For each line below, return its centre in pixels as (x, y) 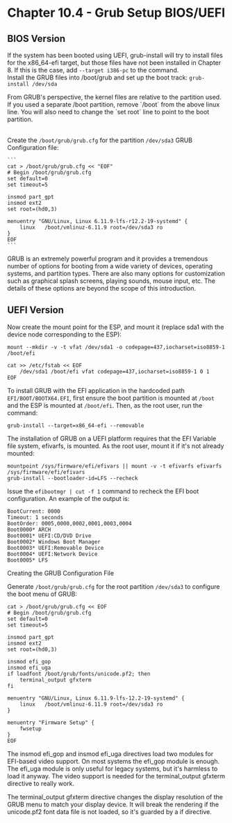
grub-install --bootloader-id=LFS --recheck (73, 478)
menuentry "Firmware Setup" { (51, 723)
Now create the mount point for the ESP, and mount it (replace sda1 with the (116, 327)
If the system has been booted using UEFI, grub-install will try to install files (115, 55)
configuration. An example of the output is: (68, 498)
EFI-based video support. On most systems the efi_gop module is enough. (114, 761)
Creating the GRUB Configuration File (61, 573)
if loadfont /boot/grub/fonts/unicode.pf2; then (79, 674)
